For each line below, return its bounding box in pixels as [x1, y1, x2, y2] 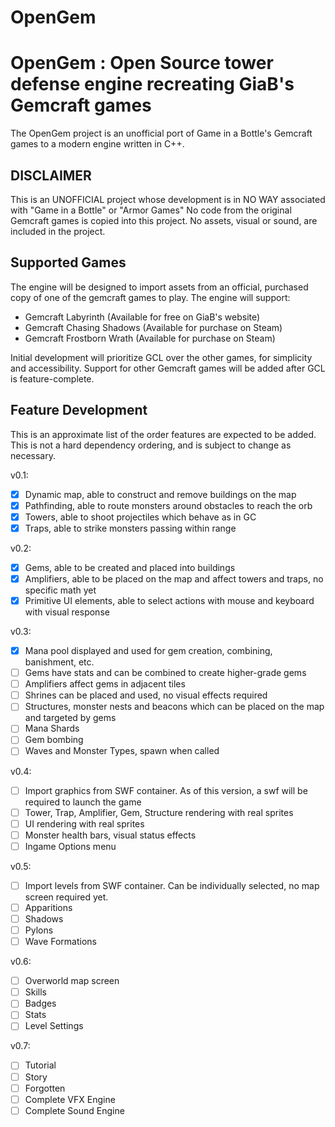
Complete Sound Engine [24, 1104, 125, 1116]
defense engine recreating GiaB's [10, 73, 295, 96]
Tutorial [24, 1059, 57, 1071]
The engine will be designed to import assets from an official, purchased [10, 281, 309, 293]
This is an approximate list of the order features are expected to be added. [10, 428, 317, 440]
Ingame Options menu [24, 840, 117, 852]
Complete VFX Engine [24, 1093, 116, 1105]
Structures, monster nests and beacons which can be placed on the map [24, 701, 325, 713]
